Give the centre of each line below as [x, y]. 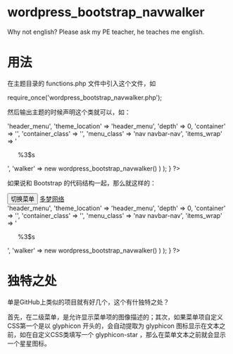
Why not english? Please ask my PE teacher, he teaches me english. [106, 32]
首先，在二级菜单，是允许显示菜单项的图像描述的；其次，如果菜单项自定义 [115, 317]
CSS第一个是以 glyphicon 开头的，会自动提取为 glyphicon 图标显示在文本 [113, 326]
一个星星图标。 [29, 343]
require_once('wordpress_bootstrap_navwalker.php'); [85, 97]
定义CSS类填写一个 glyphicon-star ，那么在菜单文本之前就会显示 [132, 334]
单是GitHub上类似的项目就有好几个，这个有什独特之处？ [88, 302]
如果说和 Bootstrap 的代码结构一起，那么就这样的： [82, 183]
